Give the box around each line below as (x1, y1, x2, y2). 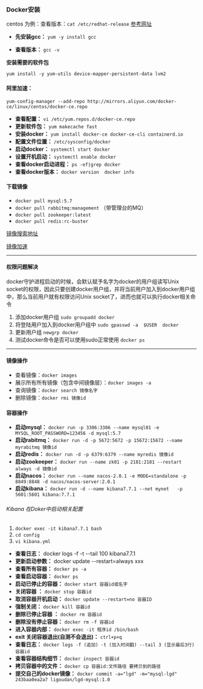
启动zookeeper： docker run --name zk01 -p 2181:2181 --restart (14, 458, 182, 466)
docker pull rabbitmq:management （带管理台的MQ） (14, 204, 147, 211)
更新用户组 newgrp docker (14, 328, 79, 335)
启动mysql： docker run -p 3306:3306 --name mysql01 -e (14, 424, 159, 431)
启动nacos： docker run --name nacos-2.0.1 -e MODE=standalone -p (14, 472, 187, 480)
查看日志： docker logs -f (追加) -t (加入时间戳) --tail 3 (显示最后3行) (14, 641, 195, 648)
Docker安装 (6, 5, 40, 13)
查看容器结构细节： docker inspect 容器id (14, 654, 120, 662)
